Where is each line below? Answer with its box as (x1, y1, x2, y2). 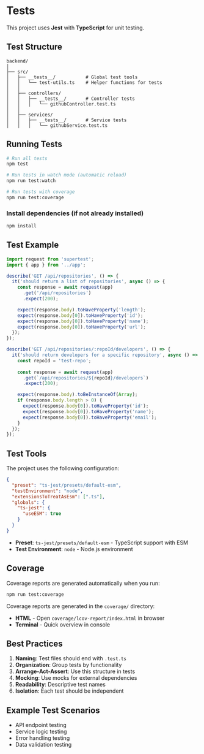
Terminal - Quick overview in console (15, 620, 111, 628)
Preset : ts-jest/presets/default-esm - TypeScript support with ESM (15, 539, 189, 546)
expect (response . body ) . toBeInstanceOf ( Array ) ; (17, 392, 138, 398)
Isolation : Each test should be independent (15, 687, 124, 695)
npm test (6, 161, 29, 167)
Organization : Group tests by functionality (15, 661, 122, 669)
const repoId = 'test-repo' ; (17, 357, 92, 364)
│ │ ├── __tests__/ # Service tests (6, 117, 127, 123)
